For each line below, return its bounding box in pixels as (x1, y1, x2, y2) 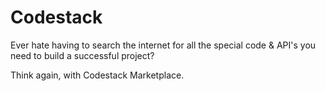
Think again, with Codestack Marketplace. (10, 69, 185, 81)
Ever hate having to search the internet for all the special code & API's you (10, 39, 317, 51)
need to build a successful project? (10, 49, 155, 61)
